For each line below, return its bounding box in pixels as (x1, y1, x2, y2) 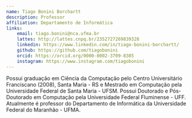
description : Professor (6, 14, 65, 20)
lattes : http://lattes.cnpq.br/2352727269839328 (17, 36, 140, 42)
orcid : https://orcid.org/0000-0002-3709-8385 (17, 53, 134, 59)
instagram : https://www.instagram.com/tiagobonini (17, 58, 145, 64)
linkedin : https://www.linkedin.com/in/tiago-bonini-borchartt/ (17, 42, 180, 48)
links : (6, 25, 23, 31)
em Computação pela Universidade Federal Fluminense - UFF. (33, 93, 186, 101)
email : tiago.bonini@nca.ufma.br (17, 31, 100, 37)
